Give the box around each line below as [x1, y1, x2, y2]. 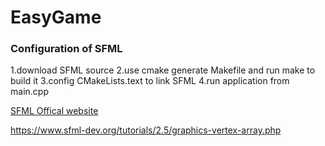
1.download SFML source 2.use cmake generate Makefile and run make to [10, 64, 316, 76]
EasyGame [10, 6, 102, 29]
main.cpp [10, 86, 49, 98]
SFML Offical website [10, 105, 99, 117]
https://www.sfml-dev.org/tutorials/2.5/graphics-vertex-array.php [10, 124, 282, 136]
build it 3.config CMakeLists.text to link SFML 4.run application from [10, 75, 290, 87]
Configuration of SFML [10, 42, 123, 56]
